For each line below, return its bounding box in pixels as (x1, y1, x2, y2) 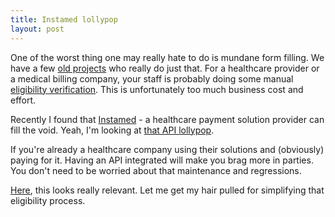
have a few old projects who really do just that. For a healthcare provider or (10, 62, 320, 74)
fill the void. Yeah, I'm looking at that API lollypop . (10, 124, 215, 136)
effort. (10, 94, 37, 106)
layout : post (10, 24, 65, 34)
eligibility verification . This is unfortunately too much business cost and (10, 83, 304, 95)
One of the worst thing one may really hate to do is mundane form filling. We (10, 51, 325, 63)
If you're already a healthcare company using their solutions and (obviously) (10, 143, 325, 155)
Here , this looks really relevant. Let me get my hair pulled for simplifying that (10, 184, 325, 196)
